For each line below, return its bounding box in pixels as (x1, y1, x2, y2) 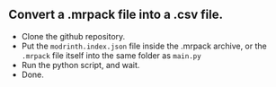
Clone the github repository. (21, 30, 126, 41)
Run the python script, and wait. (21, 59, 140, 70)
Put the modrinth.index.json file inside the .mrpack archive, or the (21, 40, 267, 51)
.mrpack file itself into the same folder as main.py (21, 49, 201, 61)
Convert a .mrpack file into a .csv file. (8, 7, 224, 22)
